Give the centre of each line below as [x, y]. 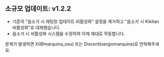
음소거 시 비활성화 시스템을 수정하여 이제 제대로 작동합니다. [68, 34]
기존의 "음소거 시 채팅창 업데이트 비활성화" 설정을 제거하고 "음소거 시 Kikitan [86, 21]
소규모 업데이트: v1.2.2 [38, 9]
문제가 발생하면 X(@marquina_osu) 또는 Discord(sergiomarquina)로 [72, 44]
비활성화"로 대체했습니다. [36, 27]
